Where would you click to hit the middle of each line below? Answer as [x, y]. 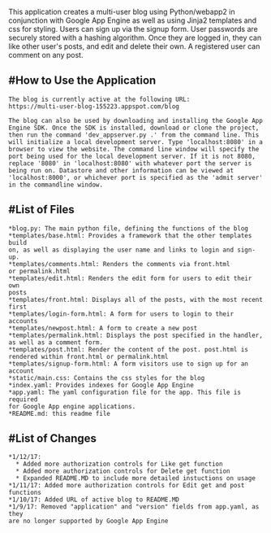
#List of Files [41, 210]
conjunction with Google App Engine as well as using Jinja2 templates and [133, 20]
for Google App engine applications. [72, 406]
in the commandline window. [56, 185]
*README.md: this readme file [60, 413]
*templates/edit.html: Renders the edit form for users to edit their [130, 278]
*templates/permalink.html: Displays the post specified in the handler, [136, 335]
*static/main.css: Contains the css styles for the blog [107, 378]
